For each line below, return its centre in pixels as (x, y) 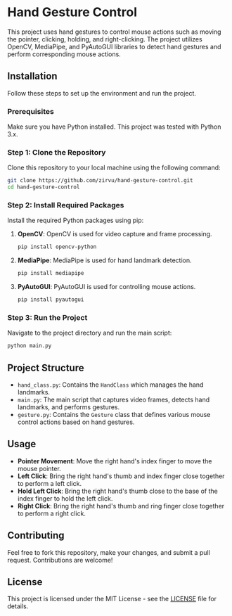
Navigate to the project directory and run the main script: (90, 333)
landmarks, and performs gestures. (69, 407)
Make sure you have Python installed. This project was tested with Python (114, 127)
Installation (32, 76)
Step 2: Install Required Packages (66, 205)
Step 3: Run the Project (47, 317)
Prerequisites (31, 111)
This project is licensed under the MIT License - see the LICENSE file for (112, 599)
